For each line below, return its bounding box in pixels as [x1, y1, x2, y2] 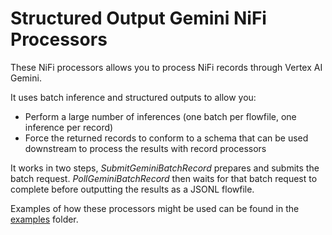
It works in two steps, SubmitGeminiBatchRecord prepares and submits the [10, 162, 320, 174]
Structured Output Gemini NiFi [10, 7, 267, 30]
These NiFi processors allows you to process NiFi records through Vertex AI [10, 61, 323, 73]
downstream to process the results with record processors [24, 142, 267, 154]
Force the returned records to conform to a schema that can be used [24, 132, 309, 144]
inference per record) [24, 121, 114, 133]
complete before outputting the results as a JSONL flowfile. [10, 183, 255, 195]
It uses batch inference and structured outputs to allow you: [10, 91, 257, 103]
